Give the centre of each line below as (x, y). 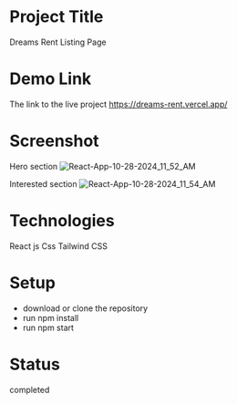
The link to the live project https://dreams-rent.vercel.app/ (118, 104)
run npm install (51, 317)
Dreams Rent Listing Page (58, 42)
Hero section (34, 166)
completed (30, 389)
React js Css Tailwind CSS (58, 246)
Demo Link (51, 79)
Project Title (57, 17)
